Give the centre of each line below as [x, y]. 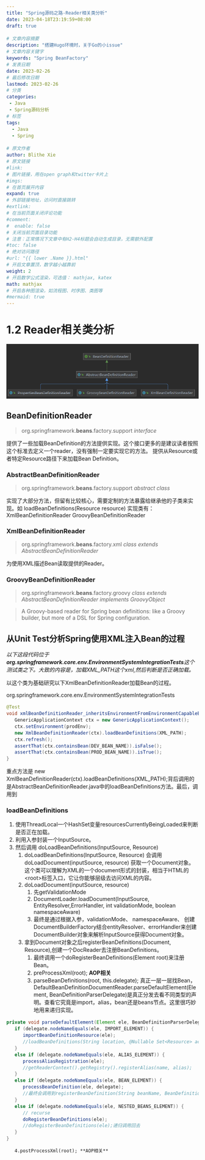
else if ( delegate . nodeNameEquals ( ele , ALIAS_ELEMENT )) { [90, 1055]
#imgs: [15, 181]
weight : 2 [19, 271]
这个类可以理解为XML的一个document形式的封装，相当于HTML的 [106, 870]
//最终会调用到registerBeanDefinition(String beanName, [92, 1094]
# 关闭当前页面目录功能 [32, 233]
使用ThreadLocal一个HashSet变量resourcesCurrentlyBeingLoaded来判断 [106, 825]
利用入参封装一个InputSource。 [55, 840]
